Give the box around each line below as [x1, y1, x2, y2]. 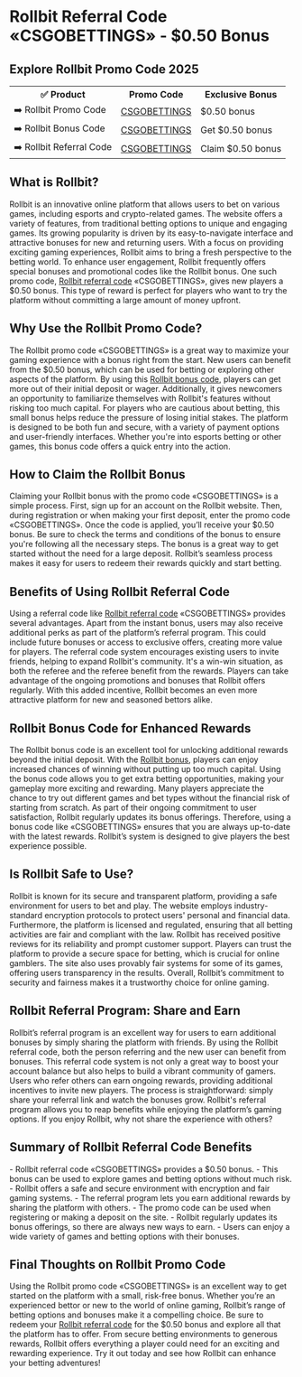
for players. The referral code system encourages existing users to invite [9, 647, 279, 657]
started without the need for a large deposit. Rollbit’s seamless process [9, 548, 273, 559]
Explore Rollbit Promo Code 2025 [9, 61, 200, 77]
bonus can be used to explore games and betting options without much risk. [9, 1173, 293, 1184]
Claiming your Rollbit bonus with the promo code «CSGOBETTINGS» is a [9, 490, 279, 502]
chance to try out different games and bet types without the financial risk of [9, 793, 290, 804]
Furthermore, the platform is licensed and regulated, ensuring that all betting [9, 919, 293, 930]
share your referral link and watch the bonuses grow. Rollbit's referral [9, 1094, 267, 1105]
